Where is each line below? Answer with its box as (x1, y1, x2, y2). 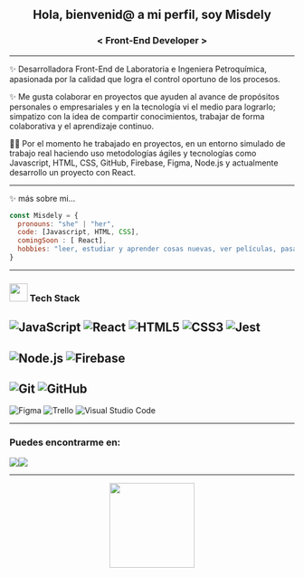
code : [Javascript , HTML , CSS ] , (17, 228, 140, 237)
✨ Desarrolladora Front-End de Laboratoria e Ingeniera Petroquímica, (9, 63, 267, 74)
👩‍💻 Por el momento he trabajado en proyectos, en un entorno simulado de (9, 137, 286, 148)
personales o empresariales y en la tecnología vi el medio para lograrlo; (9, 101, 276, 112)
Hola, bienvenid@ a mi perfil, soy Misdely (33, 7, 271, 23)
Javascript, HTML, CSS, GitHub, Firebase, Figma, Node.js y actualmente (9, 157, 279, 168)
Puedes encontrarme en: (9, 436, 121, 449)
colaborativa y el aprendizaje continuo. (9, 120, 155, 131)
